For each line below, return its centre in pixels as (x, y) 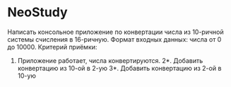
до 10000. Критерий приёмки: (52, 47)
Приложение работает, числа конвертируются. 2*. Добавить (110, 60)
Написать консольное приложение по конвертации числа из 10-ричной (115, 32)
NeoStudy (38, 12)
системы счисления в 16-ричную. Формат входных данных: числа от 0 (114, 39)
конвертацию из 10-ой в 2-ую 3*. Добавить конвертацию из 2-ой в (119, 68)
